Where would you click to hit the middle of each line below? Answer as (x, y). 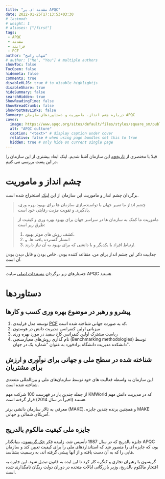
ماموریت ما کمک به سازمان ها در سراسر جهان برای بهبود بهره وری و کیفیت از (88, 219)
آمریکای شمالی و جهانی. (28, 414)
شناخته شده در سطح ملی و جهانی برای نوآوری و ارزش (79, 360)
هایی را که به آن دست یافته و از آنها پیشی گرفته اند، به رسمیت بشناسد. (70, 452)
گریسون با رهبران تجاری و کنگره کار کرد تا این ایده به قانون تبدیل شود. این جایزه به (81, 461)
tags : (11, 32)
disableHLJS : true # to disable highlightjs (52, 83)
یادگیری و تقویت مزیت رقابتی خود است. (54, 210)
